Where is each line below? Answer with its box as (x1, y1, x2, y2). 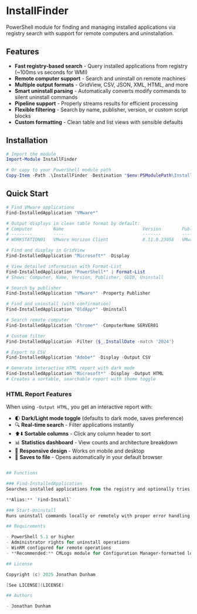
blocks (14, 112, 31, 119)
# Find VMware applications (6, 204, 75, 210)
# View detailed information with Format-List (6, 263, 122, 269)
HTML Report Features (6, 390, 72, 398)
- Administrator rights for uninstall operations (6, 539, 130, 545)
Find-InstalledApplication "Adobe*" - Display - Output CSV (6, 355, 151, 360)
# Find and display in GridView (6, 248, 85, 254)
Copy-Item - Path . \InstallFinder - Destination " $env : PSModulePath (6, 173, 172, 178)
